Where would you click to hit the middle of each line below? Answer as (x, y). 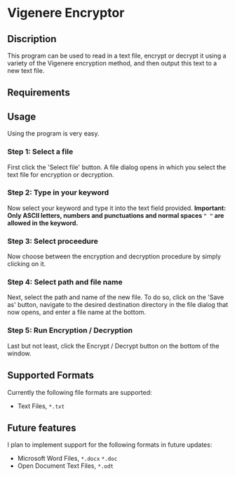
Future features (42, 427)
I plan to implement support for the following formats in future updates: (110, 445)
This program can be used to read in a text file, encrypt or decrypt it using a (117, 55)
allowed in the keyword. (43, 223)
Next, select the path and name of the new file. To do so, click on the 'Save (116, 297)
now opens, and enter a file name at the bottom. (76, 312)
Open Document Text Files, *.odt (66, 466)
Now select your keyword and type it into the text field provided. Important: (117, 208)
